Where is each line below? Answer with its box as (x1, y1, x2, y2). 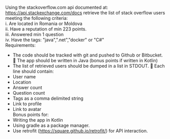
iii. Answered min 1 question (5, 32, 64, 37)
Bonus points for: (12, 112, 49, 118)
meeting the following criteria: (5, 15, 68, 21)
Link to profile (12, 101, 42, 106)
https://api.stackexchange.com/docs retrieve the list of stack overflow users (5, 10, 165, 16)
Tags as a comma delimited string (12, 95, 84, 101)
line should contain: (12, 68, 54, 74)
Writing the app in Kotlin (12, 117, 64, 123)
